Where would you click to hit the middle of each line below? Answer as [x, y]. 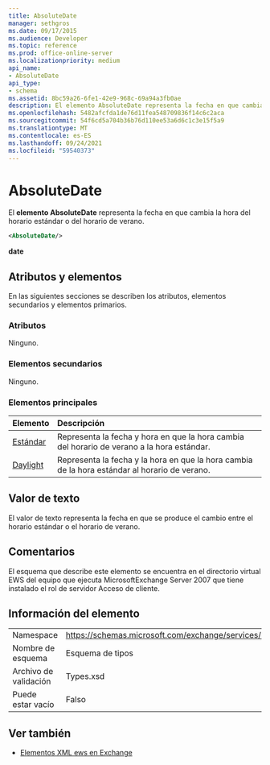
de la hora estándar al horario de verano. [134, 469]
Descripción [81, 423]
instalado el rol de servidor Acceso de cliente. [84, 588]
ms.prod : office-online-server [61, 53]
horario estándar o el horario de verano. [74, 526]
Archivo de [33, 672]
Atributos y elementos [65, 277]
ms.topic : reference [43, 46]
